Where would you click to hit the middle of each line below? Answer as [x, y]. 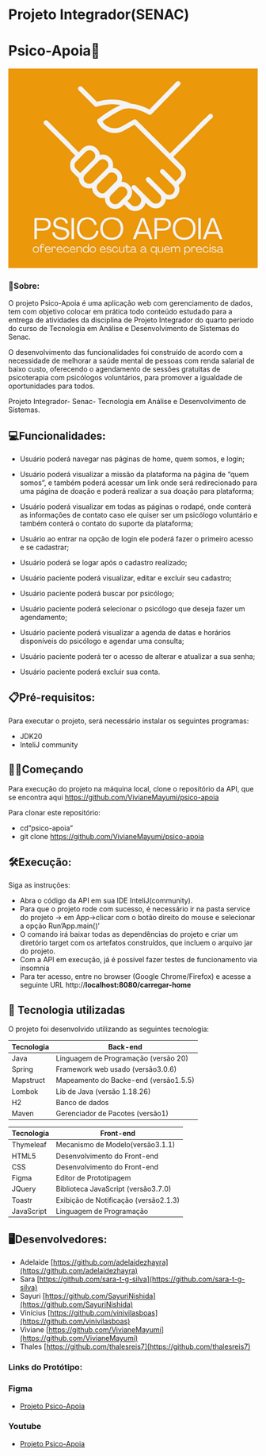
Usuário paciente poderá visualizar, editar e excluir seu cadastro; [125, 578]
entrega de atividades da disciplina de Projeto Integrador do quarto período [131, 320]
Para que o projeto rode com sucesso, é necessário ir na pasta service [135, 909]
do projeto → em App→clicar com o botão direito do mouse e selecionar [137, 918]
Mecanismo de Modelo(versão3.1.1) [116, 1145]
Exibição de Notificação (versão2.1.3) [118, 1200]
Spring [23, 1069]
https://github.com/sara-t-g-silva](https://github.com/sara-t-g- [142, 1279]
